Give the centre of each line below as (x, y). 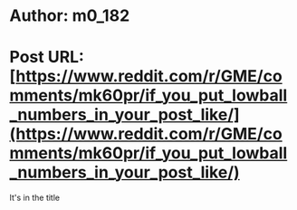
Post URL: (47, 57)
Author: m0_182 (70, 16)
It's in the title (35, 198)
